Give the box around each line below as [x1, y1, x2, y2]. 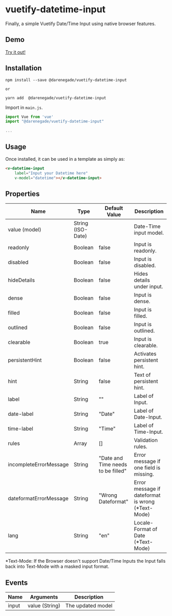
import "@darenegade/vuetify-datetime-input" [5, 119, 104, 124]
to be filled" [99, 468, 127, 475]
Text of [134, 371, 151, 378]
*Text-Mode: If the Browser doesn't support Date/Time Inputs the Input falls [5, 558, 166, 564]
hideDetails [8, 277, 35, 284]
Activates [134, 350, 157, 357]
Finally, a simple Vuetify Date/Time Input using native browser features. [5, 20, 156, 27]
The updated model [65, 602, 113, 609]
